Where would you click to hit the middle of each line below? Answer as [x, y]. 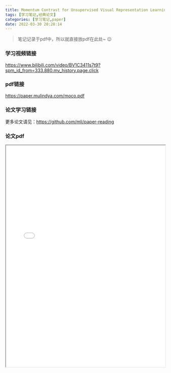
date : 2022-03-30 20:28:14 [34, 24]
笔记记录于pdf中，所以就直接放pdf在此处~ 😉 [65, 39]
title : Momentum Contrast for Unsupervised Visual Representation [77, 10]
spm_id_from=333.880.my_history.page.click [52, 70]
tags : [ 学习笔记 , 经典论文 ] [31, 15]
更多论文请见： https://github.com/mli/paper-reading [60, 122]
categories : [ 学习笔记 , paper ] [35, 19]
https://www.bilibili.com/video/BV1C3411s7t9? [53, 65]
